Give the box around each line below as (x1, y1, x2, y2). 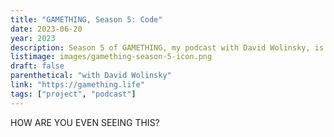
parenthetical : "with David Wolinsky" (10, 71, 172, 81)
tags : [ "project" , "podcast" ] (10, 89, 137, 99)
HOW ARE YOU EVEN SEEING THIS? (10, 116, 160, 128)
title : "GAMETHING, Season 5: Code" (10, 14, 163, 25)
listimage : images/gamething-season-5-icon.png (10, 52, 213, 62)
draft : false (10, 61, 65, 71)
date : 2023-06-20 (10, 24, 83, 34)
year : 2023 (10, 33, 56, 43)
